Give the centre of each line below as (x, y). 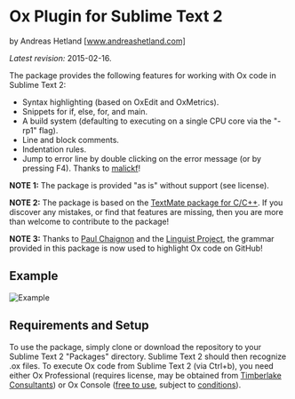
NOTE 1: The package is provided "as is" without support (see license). (139, 185)
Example (34, 276)
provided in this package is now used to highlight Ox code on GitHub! (136, 248)
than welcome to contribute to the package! (89, 221)
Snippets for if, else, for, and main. (85, 111)
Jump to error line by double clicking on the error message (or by (142, 158)
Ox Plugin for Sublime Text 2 (116, 16)
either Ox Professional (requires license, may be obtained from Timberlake (145, 375)
